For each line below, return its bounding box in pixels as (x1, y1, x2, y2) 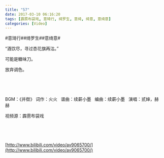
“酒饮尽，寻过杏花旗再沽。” (5, 45, 59, 52)
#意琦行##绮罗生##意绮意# (5, 35, 61, 41)
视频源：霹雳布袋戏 (5, 113, 44, 119)
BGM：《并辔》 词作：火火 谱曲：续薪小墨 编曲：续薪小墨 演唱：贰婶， (5, 96, 155, 102)
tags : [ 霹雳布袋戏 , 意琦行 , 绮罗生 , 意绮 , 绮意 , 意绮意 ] (5, 16, 111, 21)
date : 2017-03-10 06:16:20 (5, 12, 61, 17)
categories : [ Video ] (5, 21, 48, 26)
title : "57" (5, 7, 30, 12)
